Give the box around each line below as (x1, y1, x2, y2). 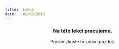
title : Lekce (5, 7, 34, 12)
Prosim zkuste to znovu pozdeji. (50, 38, 115, 44)
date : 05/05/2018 (5, 12, 45, 16)
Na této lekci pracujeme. (53, 28, 113, 34)
